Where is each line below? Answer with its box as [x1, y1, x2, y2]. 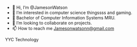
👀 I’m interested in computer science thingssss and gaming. [12, 10, 133, 16]
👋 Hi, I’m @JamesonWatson [12, 5, 68, 10]
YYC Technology [5, 37, 39, 42]
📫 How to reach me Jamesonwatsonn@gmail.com [12, 26, 115, 31]
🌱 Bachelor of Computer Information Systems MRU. [12, 15, 116, 20]
